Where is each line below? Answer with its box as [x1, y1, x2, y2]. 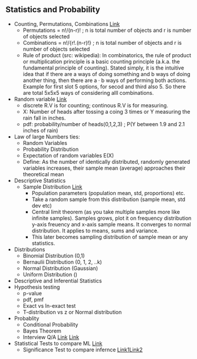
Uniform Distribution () [22, 271, 78, 278]
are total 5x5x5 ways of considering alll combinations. [22, 89, 154, 96]
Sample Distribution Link [22, 183, 83, 190]
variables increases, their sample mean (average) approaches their [22, 164, 186, 172]
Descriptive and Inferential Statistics [14, 277, 102, 284]
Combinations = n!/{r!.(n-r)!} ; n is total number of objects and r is [22, 39, 182, 46]
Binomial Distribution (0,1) [22, 252, 85, 259]
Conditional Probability [22, 321, 78, 328]
